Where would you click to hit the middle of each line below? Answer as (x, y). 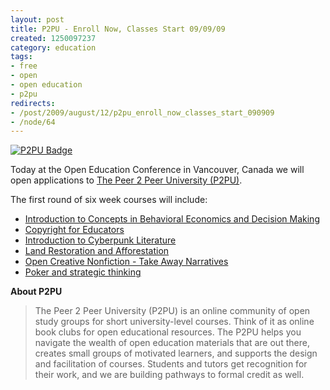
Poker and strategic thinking (83, 272)
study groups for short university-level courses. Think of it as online (174, 322)
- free (24, 66)
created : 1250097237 (53, 38)
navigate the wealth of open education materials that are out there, (172, 343)
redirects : (33, 103)
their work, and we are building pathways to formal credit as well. (169, 375)
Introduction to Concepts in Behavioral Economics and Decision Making (172, 219)
